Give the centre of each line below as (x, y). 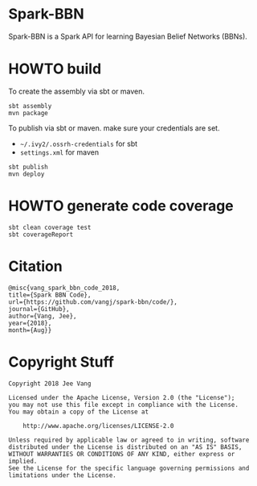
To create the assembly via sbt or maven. (76, 91)
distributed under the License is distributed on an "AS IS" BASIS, (125, 447)
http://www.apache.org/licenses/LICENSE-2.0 (98, 426)
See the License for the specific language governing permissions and (129, 468)
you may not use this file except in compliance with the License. (124, 405)
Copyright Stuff (61, 361)
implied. (23, 461)
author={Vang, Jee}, (43, 316)
